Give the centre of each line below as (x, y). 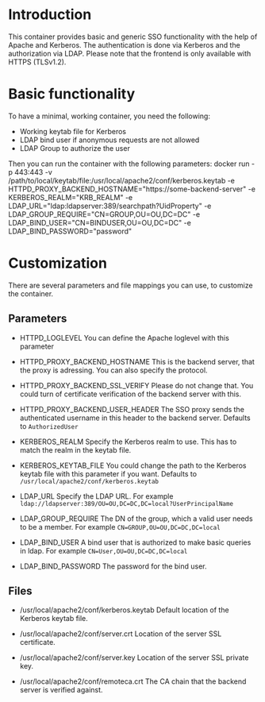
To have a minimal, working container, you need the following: (109, 116)
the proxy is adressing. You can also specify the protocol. (113, 370)
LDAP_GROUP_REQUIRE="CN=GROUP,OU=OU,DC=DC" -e (104, 214)
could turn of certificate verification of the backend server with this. (131, 394)
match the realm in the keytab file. (75, 449)
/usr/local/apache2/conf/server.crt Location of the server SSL (121, 634)
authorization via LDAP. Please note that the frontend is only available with (130, 53)
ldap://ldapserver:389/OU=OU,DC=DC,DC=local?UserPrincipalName (127, 503)
